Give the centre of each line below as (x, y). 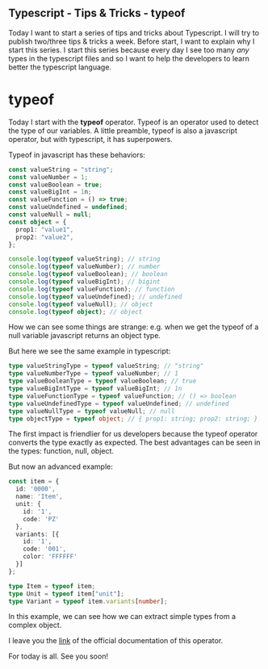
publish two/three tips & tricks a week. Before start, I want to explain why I (132, 41)
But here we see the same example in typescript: (90, 351)
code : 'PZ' (41, 519)
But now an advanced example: (61, 466)
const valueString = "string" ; (61, 169)
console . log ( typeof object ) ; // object (75, 312)
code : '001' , (45, 549)
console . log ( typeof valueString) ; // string (84, 259)
